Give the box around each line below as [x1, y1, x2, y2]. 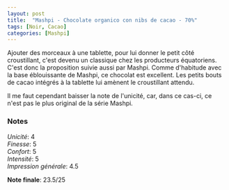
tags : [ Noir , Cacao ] [7, 23, 68, 30]
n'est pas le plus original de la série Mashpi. [7, 99, 134, 108]
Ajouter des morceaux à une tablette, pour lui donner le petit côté [7, 49, 195, 57]
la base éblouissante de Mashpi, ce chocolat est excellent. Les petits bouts [7, 71, 222, 79]
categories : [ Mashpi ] [7, 29, 70, 37]
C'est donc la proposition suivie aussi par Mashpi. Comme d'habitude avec [7, 63, 222, 72]
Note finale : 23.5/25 [7, 175, 66, 184]
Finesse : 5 [7, 140, 37, 148]
